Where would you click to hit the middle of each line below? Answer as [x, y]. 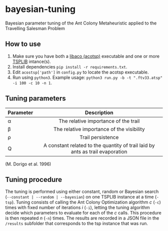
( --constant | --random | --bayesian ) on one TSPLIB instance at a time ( [81, 197]
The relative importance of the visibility [99, 129]
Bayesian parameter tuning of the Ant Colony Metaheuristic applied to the [81, 23]
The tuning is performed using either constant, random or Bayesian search [82, 191]
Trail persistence [99, 137]
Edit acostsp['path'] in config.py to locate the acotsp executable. [80, 72]
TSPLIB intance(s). [31, 61]
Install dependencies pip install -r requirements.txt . [70, 66]
